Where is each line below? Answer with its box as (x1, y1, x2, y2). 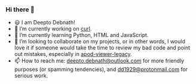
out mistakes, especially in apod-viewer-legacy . (14, 51, 132, 58)
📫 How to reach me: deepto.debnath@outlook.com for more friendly (14, 57, 185, 64)
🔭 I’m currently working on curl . (14, 25, 92, 32)
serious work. (14, 72, 48, 79)
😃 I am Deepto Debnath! (14, 19, 75, 26)
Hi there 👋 (5, 5, 35, 14)
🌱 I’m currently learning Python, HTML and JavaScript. (14, 32, 149, 39)
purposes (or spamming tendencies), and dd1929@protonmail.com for (14, 66, 188, 73)
